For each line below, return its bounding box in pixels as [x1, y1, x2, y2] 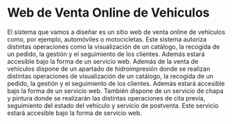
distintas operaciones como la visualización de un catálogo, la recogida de [7, 42, 220, 51]
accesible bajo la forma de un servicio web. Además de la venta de [7, 57, 199, 65]
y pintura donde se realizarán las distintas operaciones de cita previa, [7, 94, 206, 102]
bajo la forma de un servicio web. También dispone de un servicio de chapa [7, 87, 224, 95]
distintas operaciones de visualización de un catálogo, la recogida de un [7, 71, 213, 80]
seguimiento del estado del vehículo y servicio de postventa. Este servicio [7, 101, 219, 109]
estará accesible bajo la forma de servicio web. [7, 109, 142, 117]
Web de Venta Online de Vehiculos [7, 5, 210, 21]
